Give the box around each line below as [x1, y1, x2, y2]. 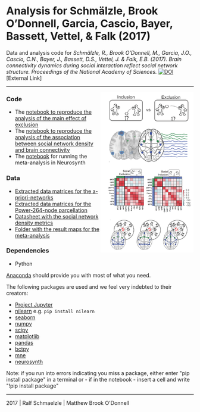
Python [14, 260, 33, 267]
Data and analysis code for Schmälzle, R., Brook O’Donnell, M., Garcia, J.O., [6, 49, 192, 56]
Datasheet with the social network [14, 213, 99, 220]
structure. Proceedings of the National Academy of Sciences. [6, 68, 157, 75]
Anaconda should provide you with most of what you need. [6, 271, 151, 279]
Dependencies [6, 246, 49, 255]
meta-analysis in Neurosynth [14, 159, 86, 166]
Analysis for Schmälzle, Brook [6, 4, 158, 18]
